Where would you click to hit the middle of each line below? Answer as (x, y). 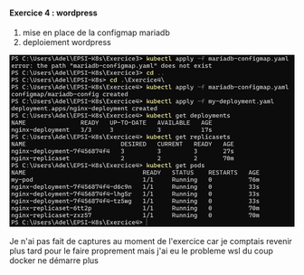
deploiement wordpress (66, 43)
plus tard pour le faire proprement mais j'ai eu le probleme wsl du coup (142, 251)
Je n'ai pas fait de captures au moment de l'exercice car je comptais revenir (151, 241)
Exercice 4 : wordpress (53, 13)
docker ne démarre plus (54, 260)
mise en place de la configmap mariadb (96, 33)
